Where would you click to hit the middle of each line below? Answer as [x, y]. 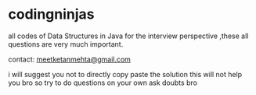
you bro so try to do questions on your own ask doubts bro [103, 83]
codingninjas [51, 14]
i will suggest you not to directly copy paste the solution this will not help [125, 74]
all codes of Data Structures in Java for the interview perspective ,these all [128, 36]
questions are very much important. [66, 44]
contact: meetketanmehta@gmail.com [70, 59]
